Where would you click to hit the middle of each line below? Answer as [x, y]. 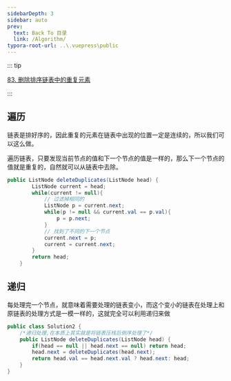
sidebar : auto [28, 20]
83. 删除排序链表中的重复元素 [49, 80]
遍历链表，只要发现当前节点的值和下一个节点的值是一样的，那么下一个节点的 [116, 158]
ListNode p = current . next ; [84, 206]
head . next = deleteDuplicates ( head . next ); [94, 352]
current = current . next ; [80, 244]
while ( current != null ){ [68, 193]
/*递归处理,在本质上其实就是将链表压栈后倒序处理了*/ [86, 333]
